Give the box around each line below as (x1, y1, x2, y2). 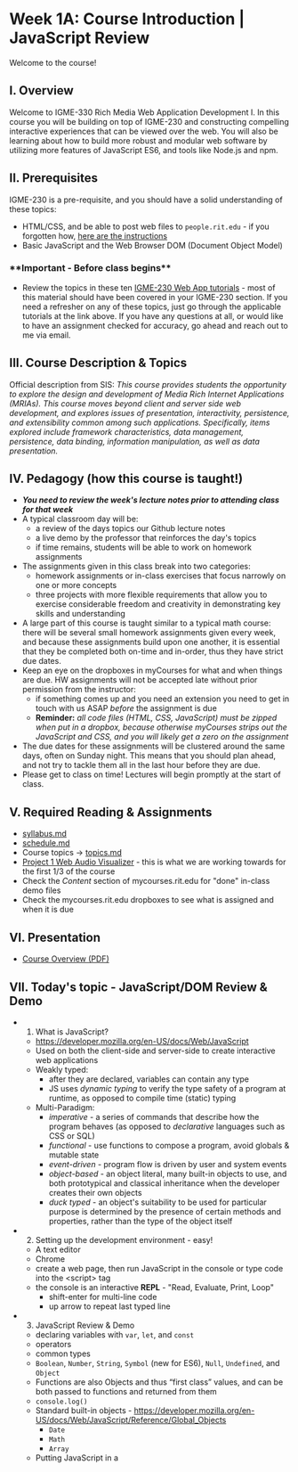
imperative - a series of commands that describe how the (48, 1111, 260, 1122)
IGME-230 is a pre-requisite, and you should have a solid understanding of (9, 194, 283, 205)
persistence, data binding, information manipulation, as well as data (9, 436, 261, 446)
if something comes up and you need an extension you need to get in (35, 693, 290, 704)
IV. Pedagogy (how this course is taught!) (9, 471, 243, 487)
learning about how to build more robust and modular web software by (9, 135, 269, 146)
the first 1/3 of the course (21, 866, 116, 877)
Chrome (35, 1253, 65, 1264)
